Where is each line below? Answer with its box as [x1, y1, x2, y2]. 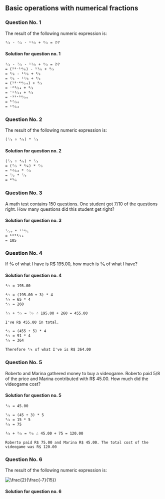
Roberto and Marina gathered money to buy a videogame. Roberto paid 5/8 [5, 370, 160, 376]
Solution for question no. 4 [5, 272, 62, 278]
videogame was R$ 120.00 [5, 444, 57, 449]
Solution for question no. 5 [5, 392, 61, 399]
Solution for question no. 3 [5, 217, 61, 224]
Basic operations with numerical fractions [5, 4, 138, 12]
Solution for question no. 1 [5, 51, 61, 57]
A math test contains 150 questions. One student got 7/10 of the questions [5, 201, 158, 207]
